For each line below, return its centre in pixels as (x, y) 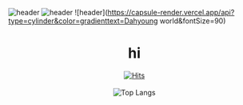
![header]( (91, 12)
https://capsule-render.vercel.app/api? (171, 12)
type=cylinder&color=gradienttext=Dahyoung (83, 21)
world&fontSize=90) (193, 21)
